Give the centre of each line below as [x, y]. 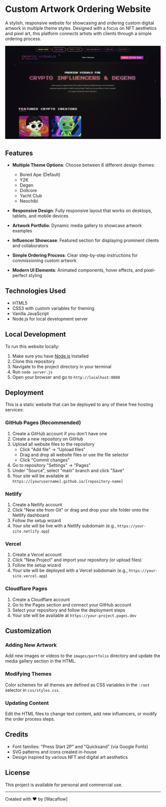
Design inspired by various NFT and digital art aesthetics [70, 757]
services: [14, 410]
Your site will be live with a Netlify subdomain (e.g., [64, 526]
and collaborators [30, 245]
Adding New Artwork [31, 645]
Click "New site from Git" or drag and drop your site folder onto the [81, 510]
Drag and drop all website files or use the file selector [74, 455]
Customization [28, 631]
